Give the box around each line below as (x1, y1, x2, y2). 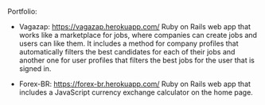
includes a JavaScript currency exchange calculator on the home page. (18, 88, 254, 97)
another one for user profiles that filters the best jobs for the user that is (18, 55, 255, 65)
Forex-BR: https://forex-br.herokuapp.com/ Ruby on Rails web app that (18, 79, 251, 88)
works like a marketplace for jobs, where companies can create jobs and (18, 31, 258, 39)
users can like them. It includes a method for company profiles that (18, 39, 240, 48)
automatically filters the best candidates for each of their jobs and (18, 47, 236, 56)
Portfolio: (7, 7, 37, 16)
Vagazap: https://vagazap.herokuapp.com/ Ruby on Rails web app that (18, 22, 251, 31)
